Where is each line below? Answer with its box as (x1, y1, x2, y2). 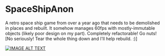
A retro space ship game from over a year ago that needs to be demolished (5, 20, 160, 26)
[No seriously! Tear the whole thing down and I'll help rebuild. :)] (5, 36, 137, 42)
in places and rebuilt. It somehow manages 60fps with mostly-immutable (5, 25, 155, 31)
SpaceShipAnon (5, 3, 74, 15)
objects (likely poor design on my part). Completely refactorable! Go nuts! (5, 30, 157, 36)
